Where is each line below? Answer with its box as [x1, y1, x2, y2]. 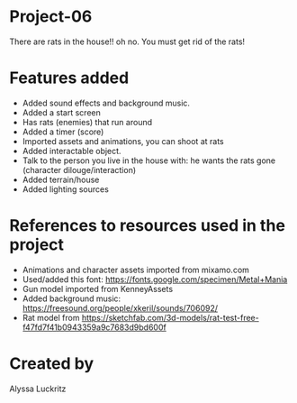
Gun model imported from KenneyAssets [22, 283, 174, 294]
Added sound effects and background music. [22, 97, 191, 108]
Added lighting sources [22, 183, 110, 195]
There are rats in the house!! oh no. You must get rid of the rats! [9, 36, 246, 47]
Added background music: [22, 293, 121, 304]
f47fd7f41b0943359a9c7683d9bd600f [22, 322, 166, 333]
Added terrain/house [22, 174, 100, 185]
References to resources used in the [9, 215, 286, 236]
